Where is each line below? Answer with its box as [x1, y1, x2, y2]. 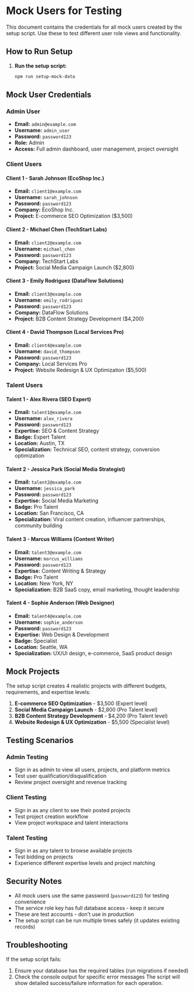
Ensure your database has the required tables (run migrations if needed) [14, 967, 189, 974]
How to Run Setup [6, 47, 73, 57]
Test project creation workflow [14, 813, 89, 820]
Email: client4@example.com [14, 341, 82, 349]
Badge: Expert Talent [14, 433, 66, 440]
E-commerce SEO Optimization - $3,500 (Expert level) [14, 700, 148, 707]
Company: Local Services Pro [14, 360, 88, 367]
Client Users [6, 160, 42, 168]
